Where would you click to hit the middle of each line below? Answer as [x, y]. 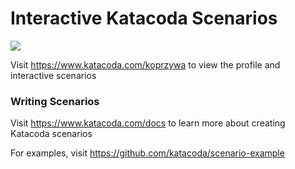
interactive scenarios [53, 75]
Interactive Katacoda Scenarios [144, 18]
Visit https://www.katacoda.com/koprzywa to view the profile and [145, 64]
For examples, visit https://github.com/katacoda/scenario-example [147, 153]
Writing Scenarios [55, 101]
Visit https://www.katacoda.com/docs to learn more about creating [148, 123]
